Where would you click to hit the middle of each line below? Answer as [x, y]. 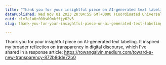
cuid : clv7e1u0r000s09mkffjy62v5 [40, 19]
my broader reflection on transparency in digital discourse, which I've [76, 47]
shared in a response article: [34, 52]
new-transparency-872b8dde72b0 [41, 58]
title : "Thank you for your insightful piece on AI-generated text [76, 10]
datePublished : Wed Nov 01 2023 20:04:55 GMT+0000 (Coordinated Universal [84, 14]
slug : [11, 23]
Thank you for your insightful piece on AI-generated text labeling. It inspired [82, 42]
